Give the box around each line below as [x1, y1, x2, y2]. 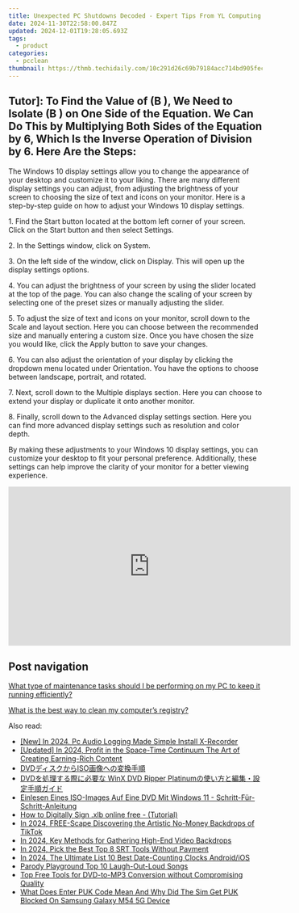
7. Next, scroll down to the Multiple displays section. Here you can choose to [8, 387, 263, 397]
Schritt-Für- [216, 793, 255, 802]
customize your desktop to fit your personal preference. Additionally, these [8, 453, 257, 463]
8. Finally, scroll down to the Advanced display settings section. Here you [8, 411, 251, 421]
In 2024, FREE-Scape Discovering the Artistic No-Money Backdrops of [19, 818, 255, 828]
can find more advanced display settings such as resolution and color [8, 420, 239, 430]
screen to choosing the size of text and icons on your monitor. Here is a [8, 191, 246, 202]
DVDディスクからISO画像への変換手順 [19, 764, 146, 773]
